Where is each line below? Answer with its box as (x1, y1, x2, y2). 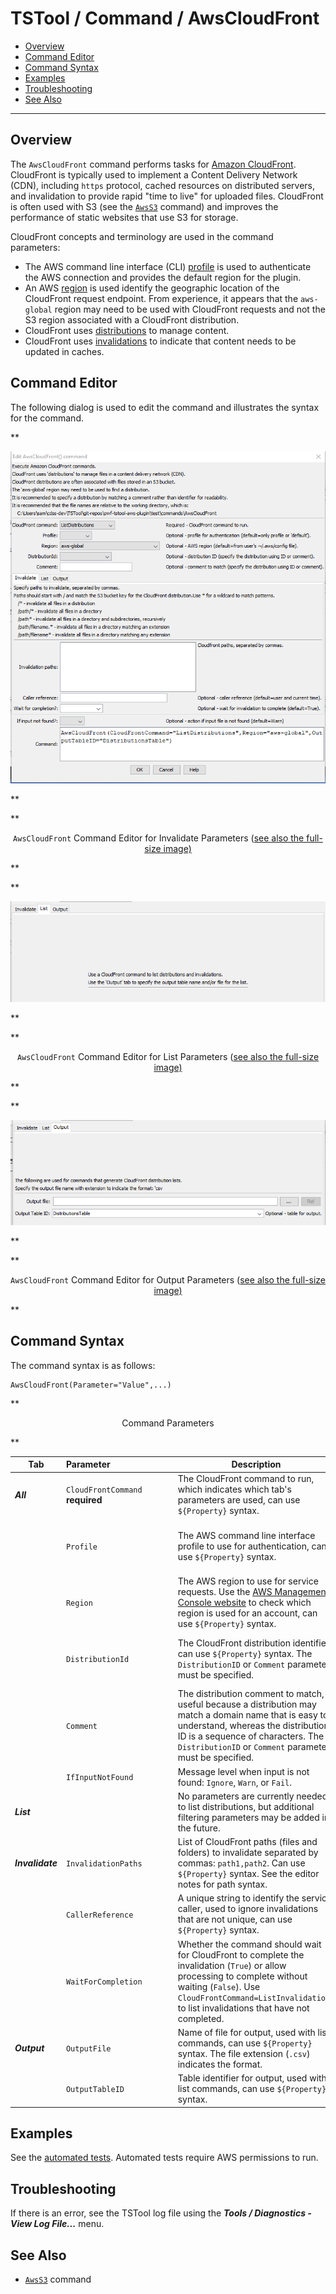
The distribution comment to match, (177, 1688, 325, 1700)
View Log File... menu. (10, 2218, 105, 2230)
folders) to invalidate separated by (177, 1847, 319, 1859)
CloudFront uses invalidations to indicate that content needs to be (24, 335, 297, 347)
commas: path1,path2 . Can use (177, 1857, 306, 1869)
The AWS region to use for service (177, 1575, 319, 1587)
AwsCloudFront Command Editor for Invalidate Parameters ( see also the (13, 832, 305, 844)
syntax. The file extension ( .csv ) (177, 2047, 311, 2059)
